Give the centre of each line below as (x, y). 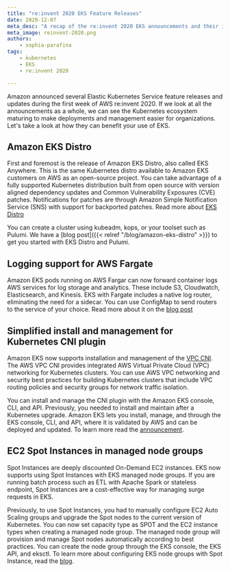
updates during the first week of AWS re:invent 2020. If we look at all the (110, 103)
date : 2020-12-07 (32, 20)
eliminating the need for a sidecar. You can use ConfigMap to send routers (112, 302)
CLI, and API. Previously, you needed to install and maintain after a (101, 408)
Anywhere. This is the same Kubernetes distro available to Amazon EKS (108, 171)
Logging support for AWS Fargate (80, 263)
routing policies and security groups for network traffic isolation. (98, 387)
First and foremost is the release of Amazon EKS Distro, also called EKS (108, 163)
